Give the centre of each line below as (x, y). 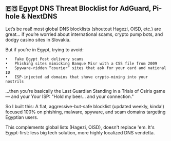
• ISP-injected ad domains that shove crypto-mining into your (77, 77)
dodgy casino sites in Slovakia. (38, 39)
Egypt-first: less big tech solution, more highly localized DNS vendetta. (80, 132)
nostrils (15, 82)
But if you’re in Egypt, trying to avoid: (44, 49)
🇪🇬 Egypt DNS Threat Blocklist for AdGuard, (78, 8)
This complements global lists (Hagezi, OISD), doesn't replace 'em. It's (80, 127)
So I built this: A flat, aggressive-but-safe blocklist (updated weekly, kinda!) (85, 106)
